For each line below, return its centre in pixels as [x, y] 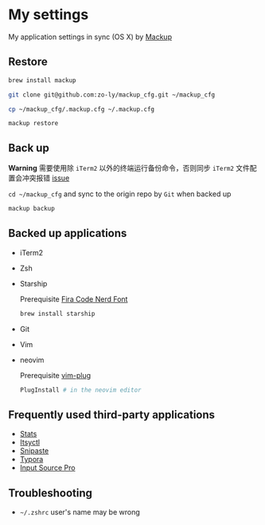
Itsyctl [30, 442]
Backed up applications [68, 233]
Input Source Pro [47, 468]
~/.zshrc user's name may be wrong [80, 512]
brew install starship [57, 314]
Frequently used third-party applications [112, 415]
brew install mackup [43, 80]
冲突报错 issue [46, 178]
